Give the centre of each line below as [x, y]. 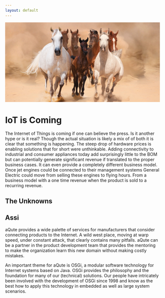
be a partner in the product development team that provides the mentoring [80, 245]
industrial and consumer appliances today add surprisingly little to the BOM [81, 154]
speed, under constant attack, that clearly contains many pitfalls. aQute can [82, 240]
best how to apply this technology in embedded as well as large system [77, 286]
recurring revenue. [24, 186]
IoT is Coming [34, 120]
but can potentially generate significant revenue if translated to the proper [80, 160]
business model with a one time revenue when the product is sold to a [76, 180]
